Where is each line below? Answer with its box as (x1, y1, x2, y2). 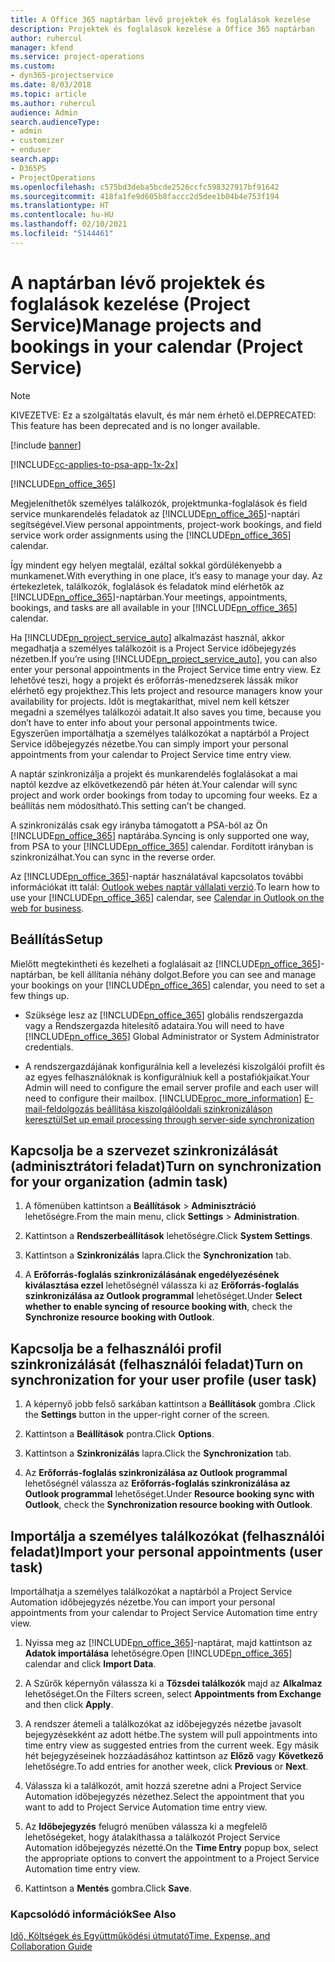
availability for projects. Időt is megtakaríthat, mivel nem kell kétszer (10, 695, 290, 707)
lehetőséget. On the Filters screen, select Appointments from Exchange (24, 1687, 322, 1700)
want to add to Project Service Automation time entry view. (24, 1801, 268, 1813)
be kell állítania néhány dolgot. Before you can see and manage (57, 968, 317, 980)
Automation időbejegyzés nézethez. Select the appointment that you (24, 1790, 305, 1802)
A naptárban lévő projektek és (10, 271, 266, 294)
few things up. (10, 989, 70, 1001)
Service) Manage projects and (10, 314, 262, 336)
